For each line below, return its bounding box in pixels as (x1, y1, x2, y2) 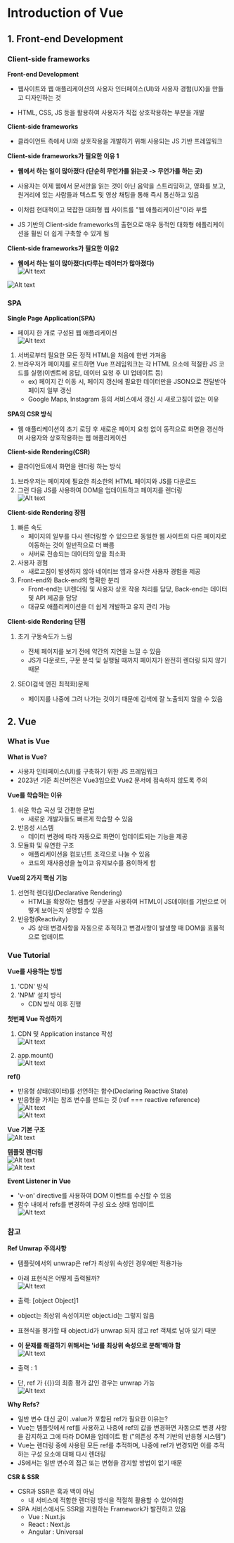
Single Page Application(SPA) (7, 314, 96, 323)
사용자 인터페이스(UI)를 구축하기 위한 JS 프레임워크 (17, 767, 158, 775)
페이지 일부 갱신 (27, 386, 72, 395)
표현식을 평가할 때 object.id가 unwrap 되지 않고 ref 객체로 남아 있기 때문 (17, 1326, 216, 1335)
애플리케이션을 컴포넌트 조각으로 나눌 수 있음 (27, 850, 150, 858)
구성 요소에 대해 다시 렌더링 (30, 1450, 106, 1459)
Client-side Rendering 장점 (7, 508, 86, 517)
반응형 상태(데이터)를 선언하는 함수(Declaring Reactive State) (17, 1087, 188, 1095)
